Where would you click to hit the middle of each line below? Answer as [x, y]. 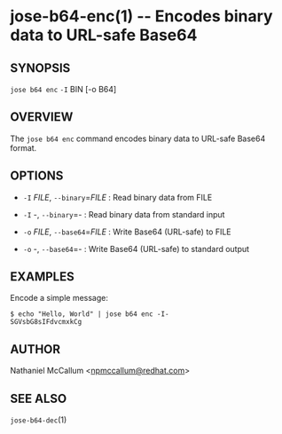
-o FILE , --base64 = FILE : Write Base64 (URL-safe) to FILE [127, 232]
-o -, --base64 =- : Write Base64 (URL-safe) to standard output [136, 249]
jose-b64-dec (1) [39, 420]
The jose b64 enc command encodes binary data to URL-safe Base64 [138, 138]
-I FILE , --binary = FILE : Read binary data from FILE [117, 197]
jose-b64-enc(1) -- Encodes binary [141, 16]
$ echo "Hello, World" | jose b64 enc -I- [90, 314]
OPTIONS [37, 176]
